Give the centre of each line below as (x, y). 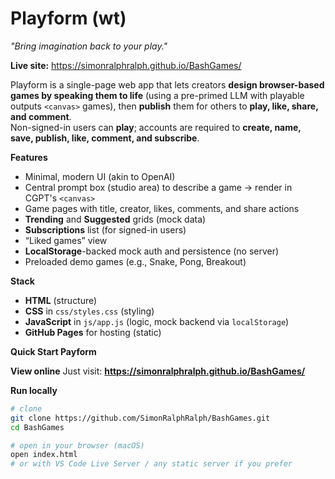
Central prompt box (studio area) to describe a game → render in (158, 187)
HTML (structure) (61, 300)
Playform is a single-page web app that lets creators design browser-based (167, 84)
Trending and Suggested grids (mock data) (115, 219)
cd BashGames (37, 427)
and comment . (41, 116)
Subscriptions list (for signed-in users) (105, 229)
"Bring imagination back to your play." (89, 46)
